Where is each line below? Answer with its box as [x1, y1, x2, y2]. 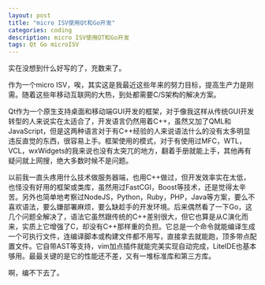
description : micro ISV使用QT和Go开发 [8, 33, 130, 42]
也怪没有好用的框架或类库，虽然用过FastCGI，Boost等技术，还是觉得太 [8, 183, 240, 192]
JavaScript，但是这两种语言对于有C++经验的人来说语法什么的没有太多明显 [8, 127, 251, 136]
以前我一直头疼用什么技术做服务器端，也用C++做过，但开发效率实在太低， [8, 172, 251, 182]
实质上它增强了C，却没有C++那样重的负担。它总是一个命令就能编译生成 [21, 222, 256, 231]
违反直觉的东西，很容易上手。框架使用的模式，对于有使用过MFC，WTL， [8, 136, 246, 146]
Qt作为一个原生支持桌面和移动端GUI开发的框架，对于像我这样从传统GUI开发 [8, 107, 255, 117]
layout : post [8, 11, 51, 20]
